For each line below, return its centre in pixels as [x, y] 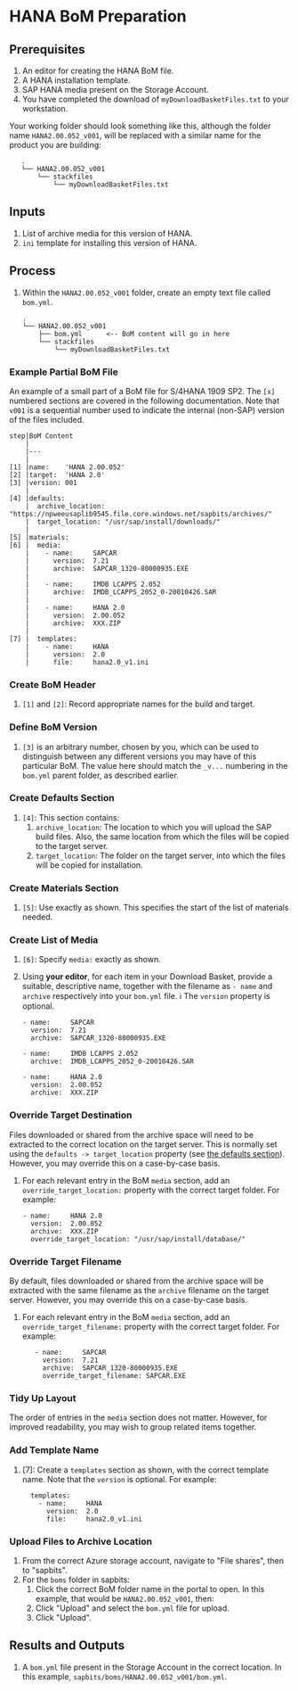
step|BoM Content [41, 436]
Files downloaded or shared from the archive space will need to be [132, 1134]
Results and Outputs [67, 1646]
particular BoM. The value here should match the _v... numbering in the [155, 765]
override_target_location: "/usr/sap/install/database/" [138, 1239]
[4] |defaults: [37, 498]
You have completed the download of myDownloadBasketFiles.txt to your [155, 99]
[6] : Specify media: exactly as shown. [92, 960]
